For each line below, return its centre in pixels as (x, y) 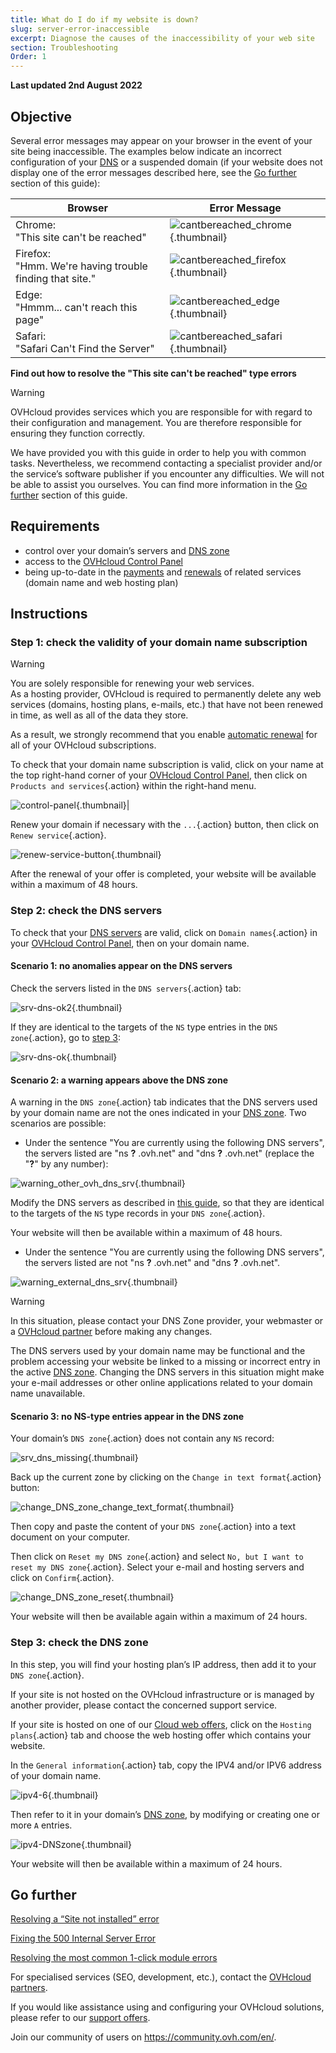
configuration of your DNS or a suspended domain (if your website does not (166, 162)
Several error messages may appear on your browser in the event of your (161, 140)
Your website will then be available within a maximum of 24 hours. (146, 1863)
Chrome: (36, 224)
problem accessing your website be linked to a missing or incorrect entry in (165, 1362)
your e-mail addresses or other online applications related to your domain (161, 1383)
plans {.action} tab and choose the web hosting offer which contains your (161, 1735)
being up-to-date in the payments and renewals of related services (163, 572)
